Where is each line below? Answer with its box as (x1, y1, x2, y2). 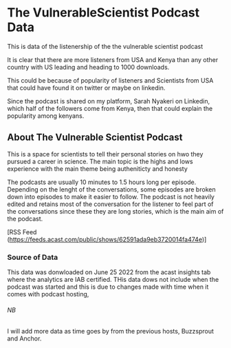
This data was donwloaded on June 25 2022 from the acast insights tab (7, 268, 211, 276)
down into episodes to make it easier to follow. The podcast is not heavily (7, 192, 215, 201)
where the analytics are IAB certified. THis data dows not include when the (7, 276, 219, 284)
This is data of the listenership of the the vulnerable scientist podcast (7, 42, 203, 50)
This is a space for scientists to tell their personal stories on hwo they (7, 150, 203, 158)
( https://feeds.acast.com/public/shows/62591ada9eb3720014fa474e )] (7, 235, 207, 243)
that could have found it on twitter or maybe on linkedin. (7, 83, 166, 92)
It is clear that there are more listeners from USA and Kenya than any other (7, 55, 219, 63)
